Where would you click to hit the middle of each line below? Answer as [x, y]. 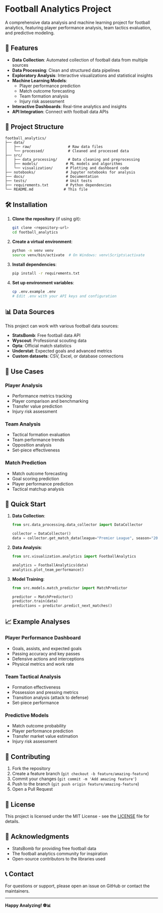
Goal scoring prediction [35, 479]
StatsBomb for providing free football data [54, 848]
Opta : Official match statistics [42, 346]
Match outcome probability [39, 726]
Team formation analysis [44, 96]
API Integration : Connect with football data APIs [60, 112]
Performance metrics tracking [42, 396]
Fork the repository [31, 768]
